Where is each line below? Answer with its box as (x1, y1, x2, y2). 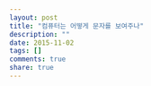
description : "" (9, 30, 70, 39)
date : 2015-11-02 (9, 38, 75, 47)
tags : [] (9, 47, 42, 56)
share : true (9, 64, 54, 73)
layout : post (9, 13, 58, 22)
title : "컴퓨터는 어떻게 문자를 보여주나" (9, 21, 145, 30)
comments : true (9, 55, 67, 64)
